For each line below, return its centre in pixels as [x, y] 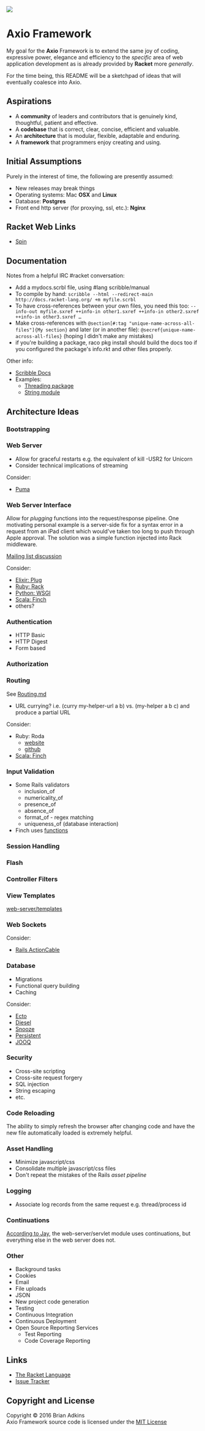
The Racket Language [43, 1375]
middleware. [22, 545]
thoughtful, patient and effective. [56, 123]
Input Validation [31, 771]
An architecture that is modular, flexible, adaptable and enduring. [98, 135]
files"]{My [29, 330]
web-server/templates [34, 908]
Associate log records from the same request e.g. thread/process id [101, 1204]
